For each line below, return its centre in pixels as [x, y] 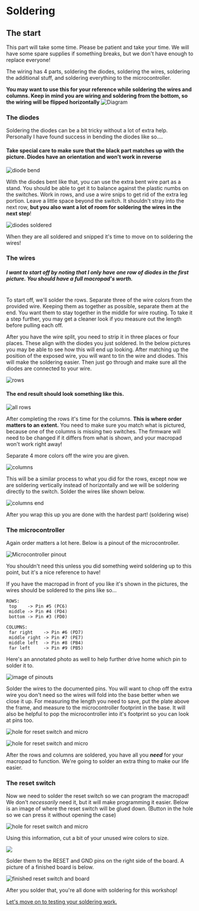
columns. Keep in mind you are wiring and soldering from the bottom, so [97, 96]
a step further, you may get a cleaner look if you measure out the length [94, 319]
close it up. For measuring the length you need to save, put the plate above [98, 701]
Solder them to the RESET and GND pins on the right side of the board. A [95, 861]
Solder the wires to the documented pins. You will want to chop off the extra [99, 688]
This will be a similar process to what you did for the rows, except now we [97, 479]
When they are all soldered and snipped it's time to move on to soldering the [99, 236]
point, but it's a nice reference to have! [53, 572]
